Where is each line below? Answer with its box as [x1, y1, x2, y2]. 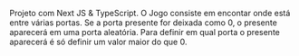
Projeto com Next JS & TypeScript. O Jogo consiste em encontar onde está [9, 8, 291, 18]
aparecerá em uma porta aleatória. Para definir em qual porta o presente [9, 27, 281, 37]
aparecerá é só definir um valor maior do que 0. [9, 36, 188, 47]
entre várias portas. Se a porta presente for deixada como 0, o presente [9, 17, 278, 28]
